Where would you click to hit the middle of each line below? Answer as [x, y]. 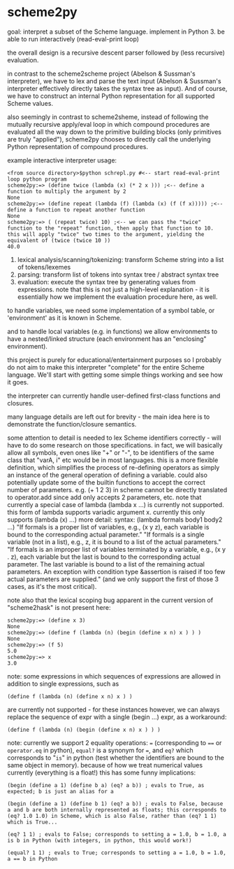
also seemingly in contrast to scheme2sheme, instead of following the [108, 117]
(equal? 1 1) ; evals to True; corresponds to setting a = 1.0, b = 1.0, [117, 853]
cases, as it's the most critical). [52, 586]
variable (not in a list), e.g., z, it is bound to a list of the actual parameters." [114, 542]
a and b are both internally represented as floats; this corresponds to [117, 809]
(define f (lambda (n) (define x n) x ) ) [70, 696]
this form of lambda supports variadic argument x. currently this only [106, 512]
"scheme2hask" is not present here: [59, 607]
